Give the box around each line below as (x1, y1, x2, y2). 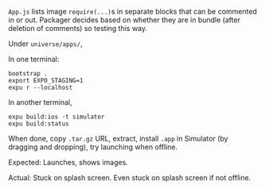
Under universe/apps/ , (8, 39, 83, 48)
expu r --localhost (8, 83, 73, 91)
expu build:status (8, 120, 69, 128)
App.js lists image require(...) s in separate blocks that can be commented (8, 7, 257, 16)
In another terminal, (8, 98, 73, 106)
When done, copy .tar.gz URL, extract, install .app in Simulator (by (8, 134, 228, 143)
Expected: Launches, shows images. (8, 158, 129, 167)
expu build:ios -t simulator (8, 113, 105, 121)
